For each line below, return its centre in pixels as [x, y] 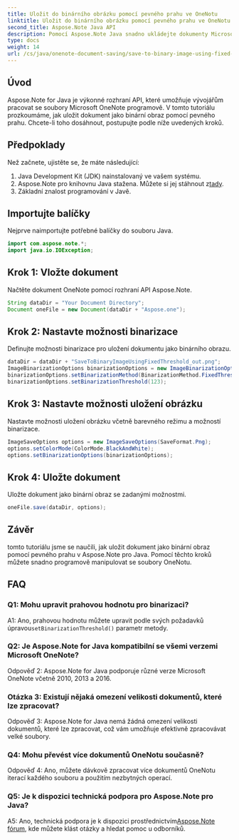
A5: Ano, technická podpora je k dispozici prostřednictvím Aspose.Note [111, 821]
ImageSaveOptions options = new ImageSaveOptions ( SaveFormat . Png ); [110, 442]
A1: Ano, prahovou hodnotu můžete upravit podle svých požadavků [106, 620]
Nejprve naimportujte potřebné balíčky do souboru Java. [90, 231]
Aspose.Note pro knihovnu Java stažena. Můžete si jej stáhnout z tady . [121, 183]
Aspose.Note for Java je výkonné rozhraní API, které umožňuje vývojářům [116, 100]
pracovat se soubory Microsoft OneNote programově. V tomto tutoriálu [111, 107]
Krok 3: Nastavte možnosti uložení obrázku [105, 404]
